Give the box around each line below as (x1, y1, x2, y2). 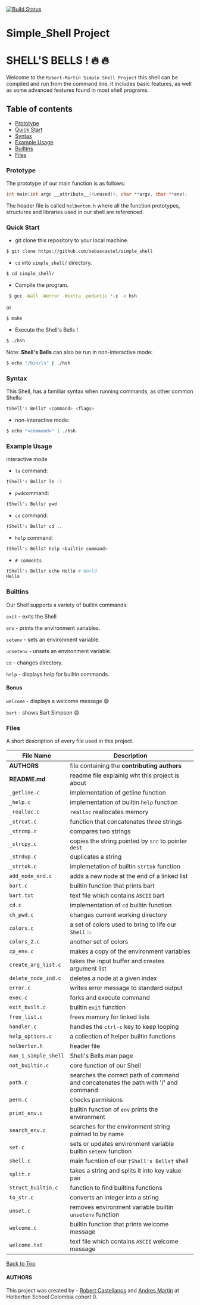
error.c (9, 985, 31, 991)
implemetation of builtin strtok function (70, 862, 180, 871)
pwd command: (14, 489, 49, 496)
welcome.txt (9, 1242, 43, 1249)
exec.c (9, 994, 28, 1001)
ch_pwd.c (9, 911, 34, 919)
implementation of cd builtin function (70, 901, 172, 910)
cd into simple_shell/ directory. (14, 259, 92, 267)
